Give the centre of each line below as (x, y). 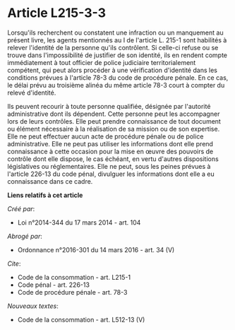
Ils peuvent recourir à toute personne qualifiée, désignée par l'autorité (109, 106)
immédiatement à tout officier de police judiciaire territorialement (102, 62)
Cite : (14, 264)
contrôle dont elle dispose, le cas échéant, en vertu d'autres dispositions (113, 159)
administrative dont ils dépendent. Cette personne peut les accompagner (114, 114)
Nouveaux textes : (33, 306)
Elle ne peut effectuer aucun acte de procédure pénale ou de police (106, 136)
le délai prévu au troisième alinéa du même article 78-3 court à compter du (116, 85)
